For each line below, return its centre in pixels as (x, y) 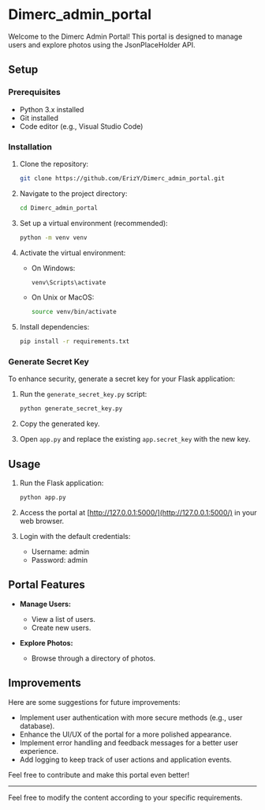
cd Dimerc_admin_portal (59, 208)
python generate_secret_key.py (71, 409)
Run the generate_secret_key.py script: (83, 394)
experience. (39, 751)
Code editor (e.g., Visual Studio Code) (81, 126)
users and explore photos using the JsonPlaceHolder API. (102, 44)
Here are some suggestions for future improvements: (94, 702)
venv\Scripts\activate (69, 282)
